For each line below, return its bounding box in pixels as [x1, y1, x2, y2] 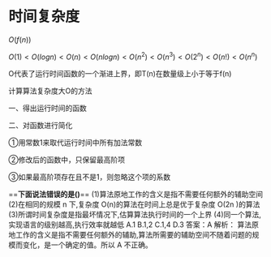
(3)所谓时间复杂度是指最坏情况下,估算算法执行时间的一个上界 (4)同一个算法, [8, 209, 262, 219]
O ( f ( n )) [8, 34, 32, 45]
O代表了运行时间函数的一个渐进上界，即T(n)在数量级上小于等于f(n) [8, 68, 232, 78]
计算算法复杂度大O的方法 [8, 86, 92, 96]
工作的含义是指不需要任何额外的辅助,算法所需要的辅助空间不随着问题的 [15, 229, 253, 239]
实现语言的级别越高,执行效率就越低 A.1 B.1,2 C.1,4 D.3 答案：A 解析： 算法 [8, 220, 252, 229]
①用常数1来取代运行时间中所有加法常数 [8, 137, 143, 147]
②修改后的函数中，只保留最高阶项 [8, 155, 126, 165]
